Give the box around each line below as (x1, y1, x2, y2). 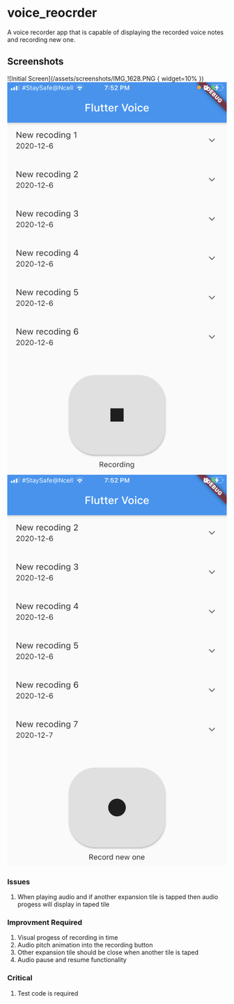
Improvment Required (7, 917, 82, 927)
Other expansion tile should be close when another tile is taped (17, 948, 198, 956)
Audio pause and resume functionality (17, 956, 127, 964)
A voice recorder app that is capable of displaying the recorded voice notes (7, 28, 224, 36)
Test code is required (17, 989, 79, 997)
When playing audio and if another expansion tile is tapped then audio (17, 893, 219, 901)
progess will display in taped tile (17, 900, 110, 909)
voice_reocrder (7, 5, 97, 21)
